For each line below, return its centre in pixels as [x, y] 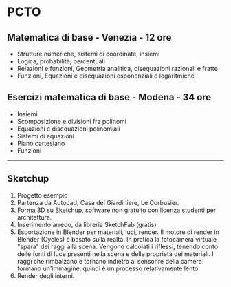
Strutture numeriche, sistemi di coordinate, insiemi [88, 54]
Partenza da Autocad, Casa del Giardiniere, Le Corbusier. [98, 202]
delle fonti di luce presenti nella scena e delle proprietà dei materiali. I [115, 254]
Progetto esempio [42, 195]
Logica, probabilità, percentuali [61, 61]
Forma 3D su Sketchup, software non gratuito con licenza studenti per [117, 210]
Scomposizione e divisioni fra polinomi [72, 121]
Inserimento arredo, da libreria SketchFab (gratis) [87, 224]
